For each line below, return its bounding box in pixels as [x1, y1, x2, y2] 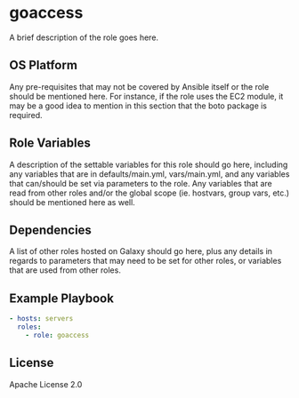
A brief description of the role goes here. [9, 32, 158, 43]
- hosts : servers [9, 314, 74, 323]
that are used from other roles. [9, 265, 122, 275]
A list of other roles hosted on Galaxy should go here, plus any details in [9, 246, 273, 257]
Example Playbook [9, 291, 114, 306]
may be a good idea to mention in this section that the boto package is [9, 100, 268, 111]
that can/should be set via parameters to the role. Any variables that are [9, 178, 273, 188]
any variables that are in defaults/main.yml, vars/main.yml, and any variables [9, 168, 290, 179]
